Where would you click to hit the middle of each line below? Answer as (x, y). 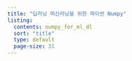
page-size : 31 (34, 46)
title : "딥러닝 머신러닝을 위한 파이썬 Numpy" (67, 14)
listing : (20, 20)
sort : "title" (34, 33)
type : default (34, 40)
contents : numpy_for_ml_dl (53, 27)
